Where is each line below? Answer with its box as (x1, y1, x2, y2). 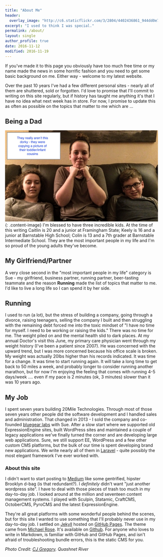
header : (5, 13, 21, 18)
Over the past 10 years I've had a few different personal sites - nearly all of (5, 83, 154, 88)
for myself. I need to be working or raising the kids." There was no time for (5, 328, 154, 333)
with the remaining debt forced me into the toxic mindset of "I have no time (5, 322, 155, 328)
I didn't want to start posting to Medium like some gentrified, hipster (5, 476, 141, 482)
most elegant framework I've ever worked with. (5, 453, 99, 459)
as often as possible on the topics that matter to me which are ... (5, 103, 133, 109)
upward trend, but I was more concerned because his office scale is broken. (5, 348, 158, 354)
